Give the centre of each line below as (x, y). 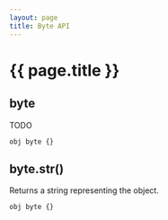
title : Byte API (40, 26)
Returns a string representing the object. (84, 190)
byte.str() (37, 168)
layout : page (34, 18)
